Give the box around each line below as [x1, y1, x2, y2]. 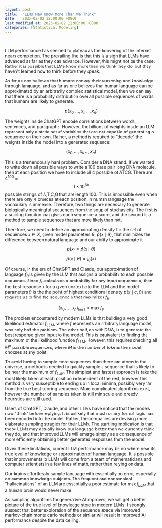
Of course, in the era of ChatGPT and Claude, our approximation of [5, 266, 139, 272]
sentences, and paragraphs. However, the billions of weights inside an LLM [5, 123, 155, 129]
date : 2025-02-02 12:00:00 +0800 [5, 16, 77, 21]
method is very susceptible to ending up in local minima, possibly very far [5, 380, 152, 386]
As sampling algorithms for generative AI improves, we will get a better [5, 496, 146, 502]
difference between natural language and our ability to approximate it [5, 237, 143, 243]
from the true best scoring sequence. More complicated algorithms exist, [5, 386, 151, 392]
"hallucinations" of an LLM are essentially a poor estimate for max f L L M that [5, 481, 155, 488]
